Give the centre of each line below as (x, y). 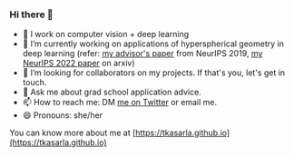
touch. (34, 83)
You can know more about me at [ (73, 133)
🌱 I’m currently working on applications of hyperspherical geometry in (153, 44)
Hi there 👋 (32, 15)
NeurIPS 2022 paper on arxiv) (78, 64)
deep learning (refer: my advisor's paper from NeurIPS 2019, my (142, 54)
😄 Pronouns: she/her (62, 115)
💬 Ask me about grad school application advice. (112, 92)
